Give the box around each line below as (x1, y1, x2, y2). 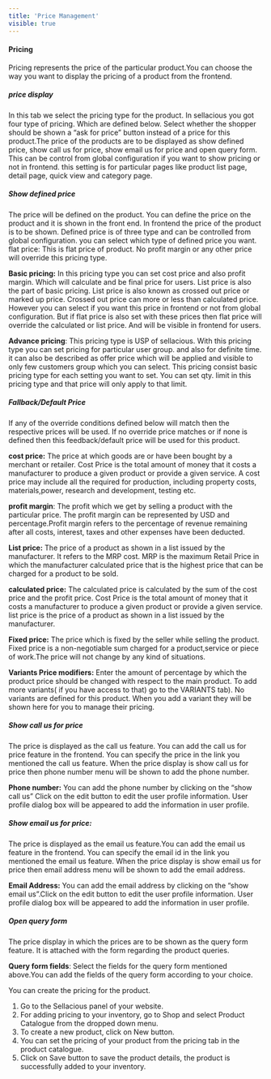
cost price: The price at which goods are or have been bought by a (8, 451, 233, 461)
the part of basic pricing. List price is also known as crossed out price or (8, 286, 250, 295)
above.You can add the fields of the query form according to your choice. (8, 969, 253, 979)
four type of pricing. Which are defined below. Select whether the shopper (8, 118, 256, 128)
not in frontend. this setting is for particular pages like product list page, (8, 161, 248, 171)
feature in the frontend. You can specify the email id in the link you (8, 847, 230, 857)
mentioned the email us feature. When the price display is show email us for (8, 856, 261, 866)
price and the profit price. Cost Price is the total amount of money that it (8, 593, 248, 603)
